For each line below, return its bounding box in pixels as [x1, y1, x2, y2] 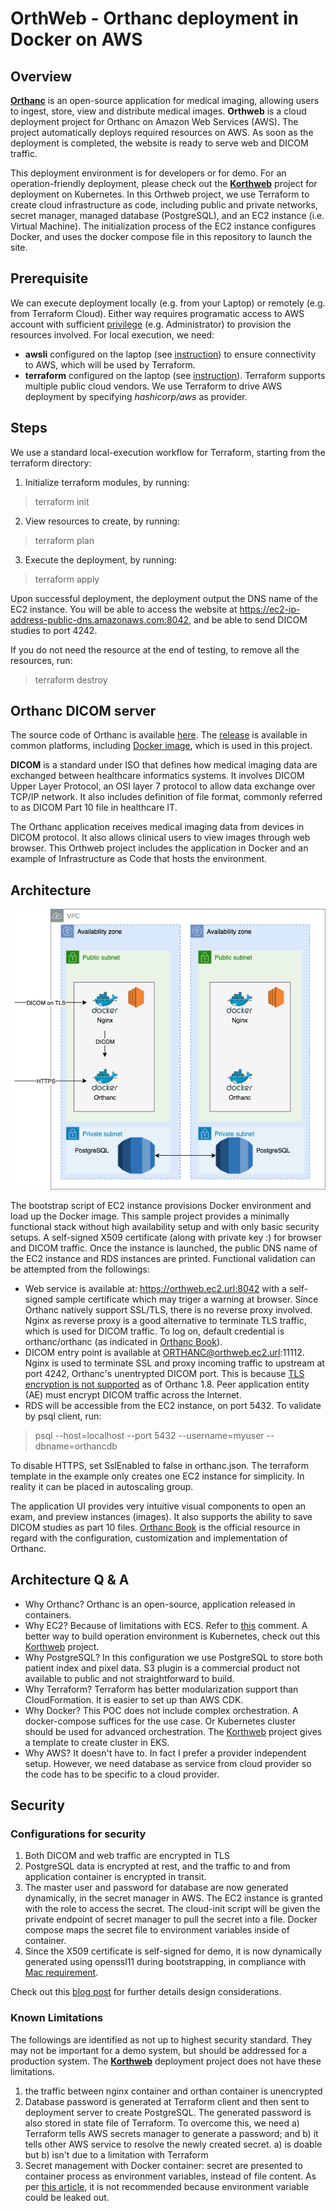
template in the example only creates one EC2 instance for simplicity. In [10, 1470, 305, 1482]
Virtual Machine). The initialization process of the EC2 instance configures [10, 220, 317, 232]
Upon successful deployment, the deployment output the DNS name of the [10, 592, 318, 604]
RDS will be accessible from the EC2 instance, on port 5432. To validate [24, 1399, 322, 1411]
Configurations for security [10, 1827, 147, 1841]
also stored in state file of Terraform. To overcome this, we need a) [24, 2117, 300, 2129]
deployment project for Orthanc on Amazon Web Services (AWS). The [10, 116, 299, 127]
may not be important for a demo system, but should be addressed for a [10, 2044, 308, 2056]
